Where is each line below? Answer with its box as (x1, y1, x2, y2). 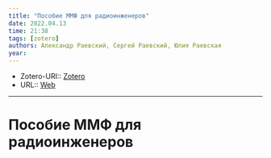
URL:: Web (19, 80, 56, 89)
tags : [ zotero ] (8, 34, 60, 43)
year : (8, 49, 27, 57)
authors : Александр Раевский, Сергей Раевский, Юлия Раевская (8, 42, 222, 50)
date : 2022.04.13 (8, 19, 67, 27)
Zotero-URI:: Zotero (19, 72, 85, 81)
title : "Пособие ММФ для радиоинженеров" (8, 11, 150, 20)
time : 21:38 (8, 27, 48, 35)
